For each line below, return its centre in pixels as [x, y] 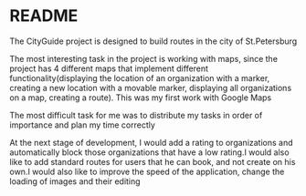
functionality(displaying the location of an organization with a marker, [140, 77]
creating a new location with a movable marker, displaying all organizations [151, 88]
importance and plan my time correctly [82, 125]
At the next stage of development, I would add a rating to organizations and [152, 142]
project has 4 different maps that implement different [109, 68]
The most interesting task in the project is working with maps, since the [144, 58]
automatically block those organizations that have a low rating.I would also [149, 152]
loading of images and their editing [75, 181]
